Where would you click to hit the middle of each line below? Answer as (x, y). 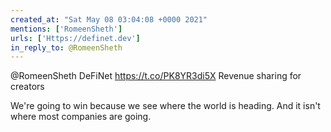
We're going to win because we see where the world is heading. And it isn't (165, 106)
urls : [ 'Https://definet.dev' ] (75, 38)
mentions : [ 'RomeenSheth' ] (66, 29)
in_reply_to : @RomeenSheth (66, 47)
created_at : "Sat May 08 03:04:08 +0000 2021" (109, 19)
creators (27, 87)
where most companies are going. (81, 117)
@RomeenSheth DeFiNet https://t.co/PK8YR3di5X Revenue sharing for (156, 76)
